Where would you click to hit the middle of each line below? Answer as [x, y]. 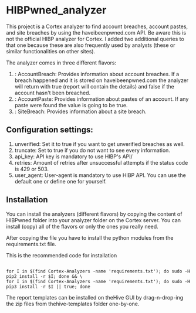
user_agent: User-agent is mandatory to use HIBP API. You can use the [100, 175]
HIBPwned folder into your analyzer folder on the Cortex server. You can [93, 220]
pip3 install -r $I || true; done [48, 287]
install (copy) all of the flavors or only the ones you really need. [82, 226]
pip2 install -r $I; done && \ [44, 276]
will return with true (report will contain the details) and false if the [94, 86]
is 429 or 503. [31, 169]
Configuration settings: [50, 130]
